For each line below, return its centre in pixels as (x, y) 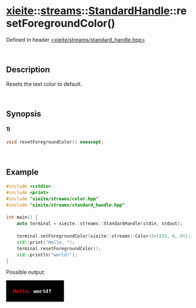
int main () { (22, 217)
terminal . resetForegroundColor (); (59, 248)
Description (28, 70)
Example (22, 172)
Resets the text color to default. (44, 84)
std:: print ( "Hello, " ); (46, 242)
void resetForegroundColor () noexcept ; (55, 142)
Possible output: (26, 272)
